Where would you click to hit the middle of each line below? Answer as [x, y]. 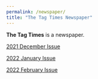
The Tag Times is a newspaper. [45, 34]
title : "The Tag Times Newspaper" [50, 17]
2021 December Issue [33, 46]
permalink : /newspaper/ [36, 12]
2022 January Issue [31, 58]
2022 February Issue [32, 69]
